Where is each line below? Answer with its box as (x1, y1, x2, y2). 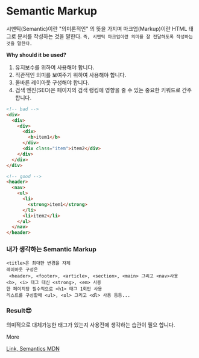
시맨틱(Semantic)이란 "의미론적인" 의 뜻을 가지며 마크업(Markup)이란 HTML (6, 25, 188, 32)
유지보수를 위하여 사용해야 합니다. (14, 64, 95, 71)
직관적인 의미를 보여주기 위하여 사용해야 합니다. (14, 71, 127, 78)
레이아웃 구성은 (6, 267, 38, 273)
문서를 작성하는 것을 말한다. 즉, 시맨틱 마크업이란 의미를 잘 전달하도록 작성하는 (17, 32, 193, 40)
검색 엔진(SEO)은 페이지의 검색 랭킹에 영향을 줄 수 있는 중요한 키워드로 (14, 86, 181, 93)
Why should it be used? (6, 51, 66, 58)
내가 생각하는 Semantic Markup (6, 245, 96, 254)
